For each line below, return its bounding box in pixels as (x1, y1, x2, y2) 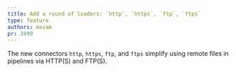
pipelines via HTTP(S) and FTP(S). (7, 57, 108, 66)
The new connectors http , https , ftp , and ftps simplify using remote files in (7, 49, 229, 58)
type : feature (7, 17, 50, 24)
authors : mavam (7, 23, 52, 30)
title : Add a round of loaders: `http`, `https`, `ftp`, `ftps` (7, 10, 201, 18)
